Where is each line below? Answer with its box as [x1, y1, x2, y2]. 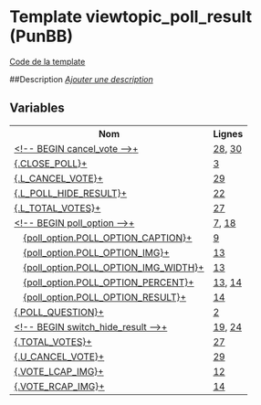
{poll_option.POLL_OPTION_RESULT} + [23, 291, 187, 304]
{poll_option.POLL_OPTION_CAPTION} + [23, 231, 193, 244]
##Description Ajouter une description [9, 73, 153, 84]
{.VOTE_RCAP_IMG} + [14, 379, 105, 392]
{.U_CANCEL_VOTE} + [14, 350, 105, 363]
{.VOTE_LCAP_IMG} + [14, 365, 104, 378]
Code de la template [9, 56, 86, 67]
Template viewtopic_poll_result [9, 6, 253, 27]
